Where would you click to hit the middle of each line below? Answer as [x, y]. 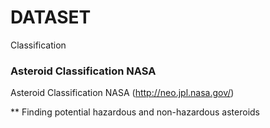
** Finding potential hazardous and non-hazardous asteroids [135, 112]
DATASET [51, 17]
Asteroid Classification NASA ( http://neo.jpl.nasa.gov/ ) [122, 93]
